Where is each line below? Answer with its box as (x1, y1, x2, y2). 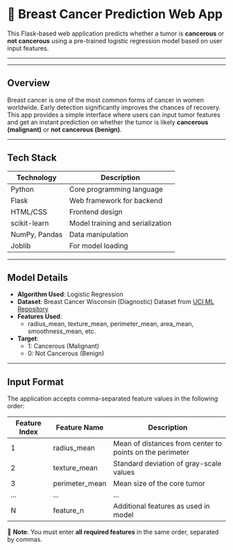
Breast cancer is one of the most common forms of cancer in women (7, 95, 205, 104)
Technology (16, 172, 57, 182)
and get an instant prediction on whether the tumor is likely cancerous (7, 118, 209, 126)
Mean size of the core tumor (113, 479, 206, 489)
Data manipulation (69, 229, 128, 239)
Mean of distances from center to (113, 439, 223, 448)
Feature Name (55, 423, 104, 432)
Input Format (7, 375, 64, 388)
